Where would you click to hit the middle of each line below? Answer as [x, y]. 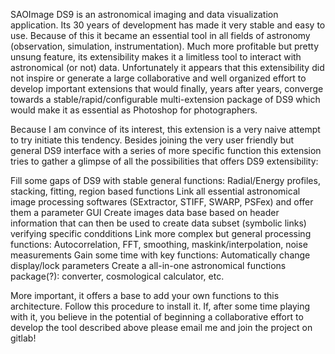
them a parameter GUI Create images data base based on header [145, 212]
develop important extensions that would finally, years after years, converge [167, 88]
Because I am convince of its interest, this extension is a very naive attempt [165, 129]
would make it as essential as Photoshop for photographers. [134, 110]
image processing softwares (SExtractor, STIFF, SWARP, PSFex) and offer [162, 202]
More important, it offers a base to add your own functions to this [145, 295]
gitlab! [23, 338]
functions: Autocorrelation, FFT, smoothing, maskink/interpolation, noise [159, 244]
